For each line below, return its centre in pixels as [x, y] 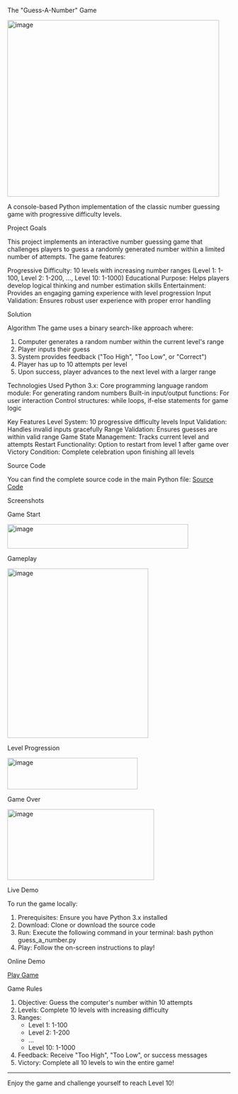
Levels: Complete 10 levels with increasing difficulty [93, 1010]
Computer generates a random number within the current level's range [121, 342]
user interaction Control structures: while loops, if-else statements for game [118, 400]
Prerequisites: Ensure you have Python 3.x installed [92, 917]
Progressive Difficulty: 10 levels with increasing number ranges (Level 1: [112, 270]
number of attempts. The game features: [67, 257]
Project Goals [27, 228]
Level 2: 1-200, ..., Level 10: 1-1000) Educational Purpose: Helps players [125, 278]
